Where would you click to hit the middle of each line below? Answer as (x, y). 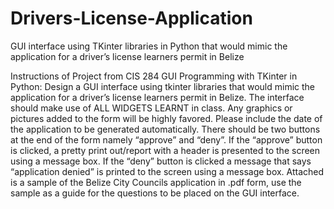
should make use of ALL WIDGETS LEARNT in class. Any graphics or (151, 108)
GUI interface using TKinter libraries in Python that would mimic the (149, 46)
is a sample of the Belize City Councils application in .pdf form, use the (156, 182)
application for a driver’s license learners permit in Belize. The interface (157, 97)
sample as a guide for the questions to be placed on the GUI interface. (155, 193)
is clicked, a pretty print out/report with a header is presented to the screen (165, 150)
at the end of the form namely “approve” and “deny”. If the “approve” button (166, 139)
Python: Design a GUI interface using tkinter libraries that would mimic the (163, 86)
